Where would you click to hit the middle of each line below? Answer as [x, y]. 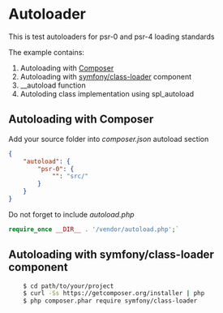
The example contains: [47, 52]
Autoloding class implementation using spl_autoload [107, 93]
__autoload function [53, 85]
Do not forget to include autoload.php [72, 214]
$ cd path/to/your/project [69, 286]
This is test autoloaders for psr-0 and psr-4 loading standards [111, 36]
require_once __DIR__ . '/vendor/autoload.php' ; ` [94, 229]
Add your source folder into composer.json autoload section [109, 139]
